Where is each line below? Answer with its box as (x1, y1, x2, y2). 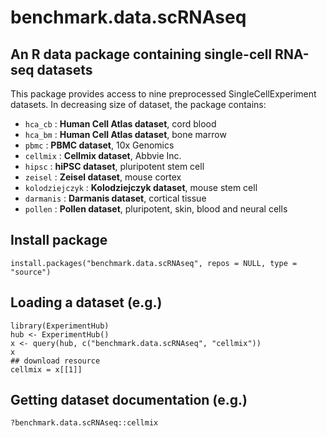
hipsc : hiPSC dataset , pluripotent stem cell (24, 161, 205, 172)
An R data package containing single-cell (10, 46, 273, 63)
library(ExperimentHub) (10, 321, 110, 331)
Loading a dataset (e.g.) (10, 294, 163, 311)
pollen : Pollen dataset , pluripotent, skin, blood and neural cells (24, 203, 288, 215)
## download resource (10, 356, 101, 366)
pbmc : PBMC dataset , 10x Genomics (24, 139, 175, 151)
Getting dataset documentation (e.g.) (10, 392, 248, 409)
